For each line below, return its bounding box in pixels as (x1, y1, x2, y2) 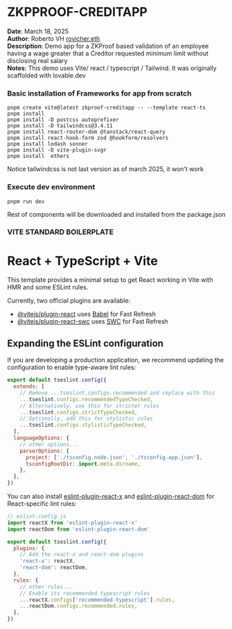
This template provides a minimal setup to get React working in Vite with (7, 276, 213, 284)
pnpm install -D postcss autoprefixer (7, 116, 119, 123)
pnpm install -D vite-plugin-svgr (7, 147, 107, 154)
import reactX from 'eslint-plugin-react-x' (7, 519, 138, 526)
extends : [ (13, 383, 45, 390)
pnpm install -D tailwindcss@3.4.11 (7, 123, 113, 130)
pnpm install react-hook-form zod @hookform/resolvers (7, 134, 169, 142)
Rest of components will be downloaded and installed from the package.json (7, 210, 226, 218)
